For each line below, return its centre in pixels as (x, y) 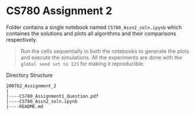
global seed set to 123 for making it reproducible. (82, 64)
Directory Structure (29, 75)
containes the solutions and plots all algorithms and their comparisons (91, 33)
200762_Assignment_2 (32, 86)
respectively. (22, 40)
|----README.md (25, 106)
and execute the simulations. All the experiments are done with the (101, 57)
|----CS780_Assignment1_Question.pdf (52, 96)
